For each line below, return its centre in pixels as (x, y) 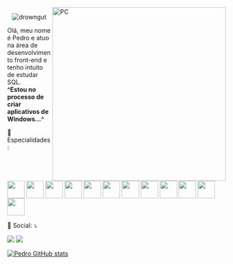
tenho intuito (25, 67)
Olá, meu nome (29, 30)
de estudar (23, 75)
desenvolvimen (29, 52)
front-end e (31, 60)
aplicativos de (28, 112)
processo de (26, 97)
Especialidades (29, 140)
